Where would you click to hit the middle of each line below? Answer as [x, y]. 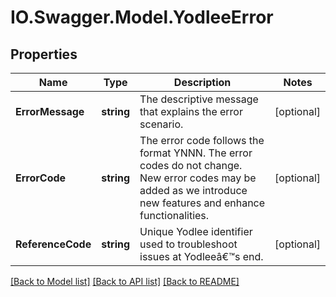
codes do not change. [191, 165]
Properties [44, 54]
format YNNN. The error [196, 153]
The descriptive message [199, 99]
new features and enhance [202, 203]
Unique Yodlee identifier [196, 231]
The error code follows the [202, 140]
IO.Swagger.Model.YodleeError [142, 17]
